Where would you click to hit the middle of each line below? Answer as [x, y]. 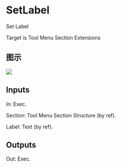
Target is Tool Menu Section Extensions [53, 37]
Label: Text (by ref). [30, 127]
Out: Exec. [18, 159]
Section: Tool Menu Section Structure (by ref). [61, 115]
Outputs [21, 145]
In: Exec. [16, 104]
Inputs [18, 90]
